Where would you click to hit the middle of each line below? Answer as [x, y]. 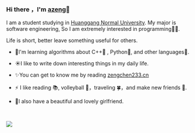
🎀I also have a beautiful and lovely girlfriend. [69, 102]
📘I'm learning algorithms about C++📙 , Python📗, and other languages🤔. [102, 52]
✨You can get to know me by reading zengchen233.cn [82, 75]
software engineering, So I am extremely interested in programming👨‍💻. [93, 29]
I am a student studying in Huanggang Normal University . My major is [91, 23]
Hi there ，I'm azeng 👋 [38, 9]
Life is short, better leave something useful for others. [72, 40]
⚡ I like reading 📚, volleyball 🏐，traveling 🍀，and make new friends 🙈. [101, 88]
